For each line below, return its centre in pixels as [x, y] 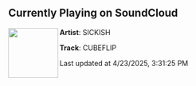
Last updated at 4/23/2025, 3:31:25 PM [124, 63]
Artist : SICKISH [85, 32]
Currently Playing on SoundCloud [93, 13]
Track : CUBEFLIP [88, 48]
